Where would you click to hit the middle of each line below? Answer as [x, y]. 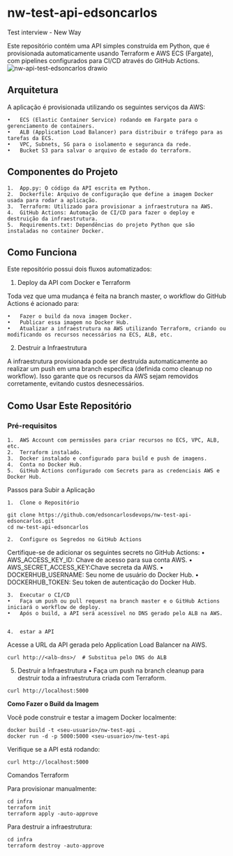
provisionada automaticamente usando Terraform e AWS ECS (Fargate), [111, 53]
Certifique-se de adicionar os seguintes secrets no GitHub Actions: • [106, 553]
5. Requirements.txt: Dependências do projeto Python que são [101, 225]
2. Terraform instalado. [45, 453]
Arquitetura [33, 90]
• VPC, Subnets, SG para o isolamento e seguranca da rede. [99, 144]
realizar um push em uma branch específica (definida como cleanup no [110, 369]
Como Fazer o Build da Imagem [53, 704]
